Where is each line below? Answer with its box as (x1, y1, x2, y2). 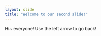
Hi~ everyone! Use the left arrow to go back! (5, 25, 97, 31)
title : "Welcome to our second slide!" (5, 12, 88, 17)
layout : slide (5, 7, 35, 12)
